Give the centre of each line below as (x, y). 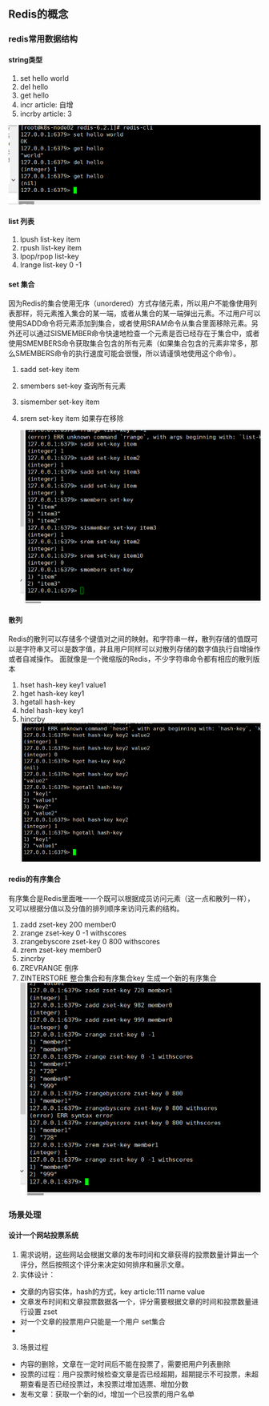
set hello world (44, 78)
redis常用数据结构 (43, 39)
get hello (34, 95)
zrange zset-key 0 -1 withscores (73, 933)
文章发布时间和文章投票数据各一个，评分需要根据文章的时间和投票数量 (136, 1302)
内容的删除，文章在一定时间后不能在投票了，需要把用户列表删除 (125, 1364)
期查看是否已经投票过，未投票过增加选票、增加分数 (104, 1384)
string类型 (26, 59)
